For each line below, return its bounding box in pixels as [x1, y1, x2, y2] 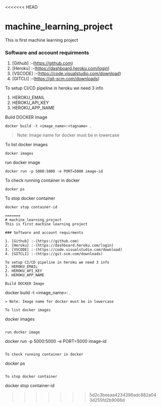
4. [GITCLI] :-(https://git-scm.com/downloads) [5, 252, 103, 256]
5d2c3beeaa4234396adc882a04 [89, 392, 157, 398]
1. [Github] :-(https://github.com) [5, 239, 79, 244]
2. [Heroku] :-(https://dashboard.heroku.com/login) [5, 243, 114, 248]
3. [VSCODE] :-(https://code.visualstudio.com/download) [5, 247, 123, 252]
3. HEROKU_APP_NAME [5, 273, 45, 278]
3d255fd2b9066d [89, 397, 125, 403]
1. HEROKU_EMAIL [5, 264, 38, 269]
